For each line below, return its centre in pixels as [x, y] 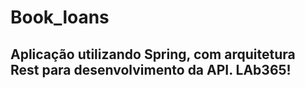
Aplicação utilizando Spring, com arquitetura [153, 54]
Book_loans [60, 17]
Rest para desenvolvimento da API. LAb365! [151, 69]
